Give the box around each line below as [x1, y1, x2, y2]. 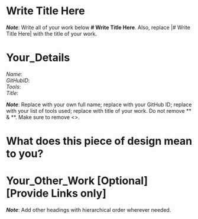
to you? [6, 147, 44, 161]
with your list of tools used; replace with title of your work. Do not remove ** [6, 107, 192, 114]
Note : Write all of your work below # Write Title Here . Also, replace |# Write [6, 24, 191, 31]
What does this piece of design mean [6, 135, 193, 148]
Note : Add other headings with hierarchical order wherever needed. [6, 207, 171, 213]
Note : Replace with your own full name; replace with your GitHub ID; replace [6, 101, 192, 108]
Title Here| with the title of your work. [6, 30, 98, 37]
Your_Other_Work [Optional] [6, 174, 148, 188]
